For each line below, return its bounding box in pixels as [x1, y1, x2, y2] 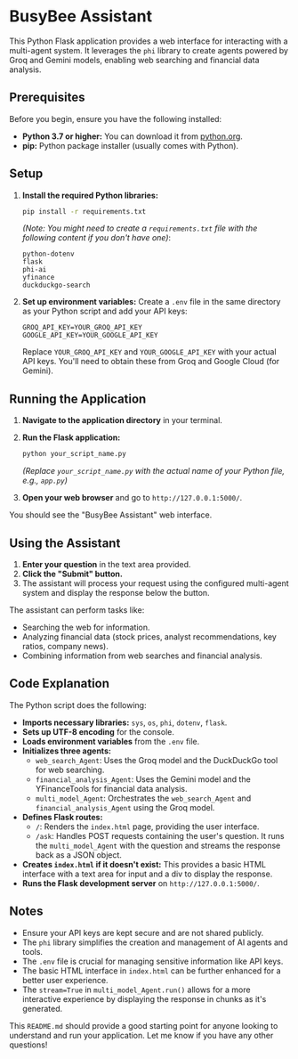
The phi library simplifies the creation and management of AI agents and [21, 937, 288, 948]
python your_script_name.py [21, 450, 126, 459]
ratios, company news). [21, 640, 109, 651]
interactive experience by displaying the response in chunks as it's [21, 993, 267, 1004]
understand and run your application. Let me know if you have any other [9, 1030, 274, 1040]
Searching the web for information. [21, 622, 150, 632]
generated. [21, 1003, 63, 1014]
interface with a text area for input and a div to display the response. [21, 868, 273, 879]
